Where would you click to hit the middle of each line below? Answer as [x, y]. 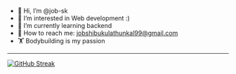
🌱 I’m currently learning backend [65, 25]
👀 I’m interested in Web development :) [73, 18]
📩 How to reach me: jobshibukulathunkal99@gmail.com [98, 33]
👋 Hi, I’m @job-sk [42, 11]
